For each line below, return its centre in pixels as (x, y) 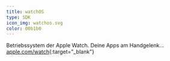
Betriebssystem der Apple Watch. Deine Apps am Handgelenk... (85, 45)
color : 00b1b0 (24, 28)
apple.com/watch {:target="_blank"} (50, 52)
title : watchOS (25, 12)
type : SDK (19, 17)
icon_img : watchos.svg (35, 23)
